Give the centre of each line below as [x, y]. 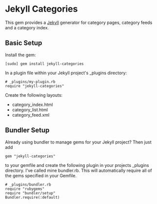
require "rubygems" [25, 189]
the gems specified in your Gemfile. [41, 175]
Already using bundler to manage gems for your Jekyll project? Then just [78, 142]
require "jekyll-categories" [35, 86]
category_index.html [32, 104]
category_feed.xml [31, 115]
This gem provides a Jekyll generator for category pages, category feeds [79, 22]
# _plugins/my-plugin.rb [30, 82]
